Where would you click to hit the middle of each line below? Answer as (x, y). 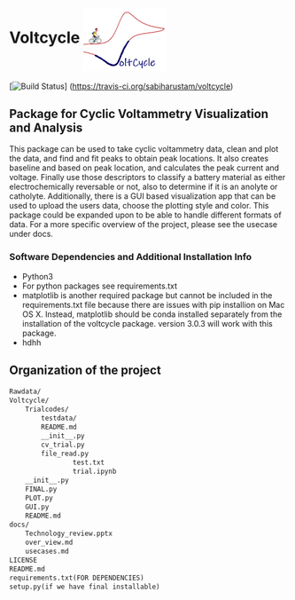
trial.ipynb (94, 472)
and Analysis (46, 127)
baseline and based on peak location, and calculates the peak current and (144, 168)
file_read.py (65, 454)
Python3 (37, 276)
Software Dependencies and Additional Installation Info (131, 257)
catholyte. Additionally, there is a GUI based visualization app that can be (143, 196)
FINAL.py (41, 489)
